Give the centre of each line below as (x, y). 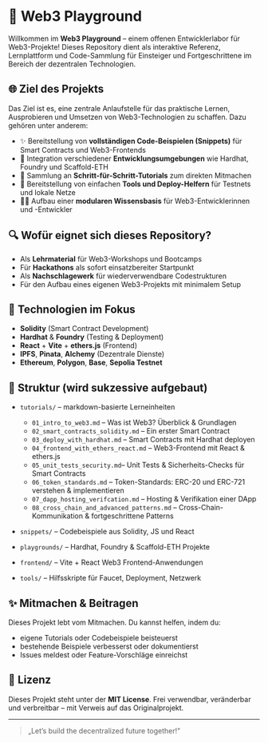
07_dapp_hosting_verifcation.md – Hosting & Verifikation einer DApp (144, 499)
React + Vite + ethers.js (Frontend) (79, 346)
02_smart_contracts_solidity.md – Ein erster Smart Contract (131, 431)
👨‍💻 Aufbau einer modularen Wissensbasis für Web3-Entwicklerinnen (135, 201)
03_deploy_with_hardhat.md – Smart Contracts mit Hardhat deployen (143, 440)
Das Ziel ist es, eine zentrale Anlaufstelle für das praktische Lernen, (119, 108)
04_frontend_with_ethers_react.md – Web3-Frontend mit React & (138, 448)
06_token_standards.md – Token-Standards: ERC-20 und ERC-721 (138, 482)
